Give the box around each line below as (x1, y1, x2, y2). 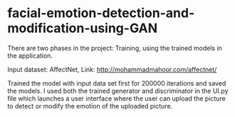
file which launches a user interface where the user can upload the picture (7, 94, 226, 103)
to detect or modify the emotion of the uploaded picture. (7, 101, 173, 110)
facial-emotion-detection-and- (7, 5, 195, 21)
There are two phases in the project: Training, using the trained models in (7, 44, 223, 52)
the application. (7, 51, 53, 60)
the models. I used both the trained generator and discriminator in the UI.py (7, 86, 229, 95)
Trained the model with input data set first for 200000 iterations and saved (7, 78, 226, 87)
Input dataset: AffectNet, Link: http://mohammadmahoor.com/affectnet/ (7, 65, 217, 73)
